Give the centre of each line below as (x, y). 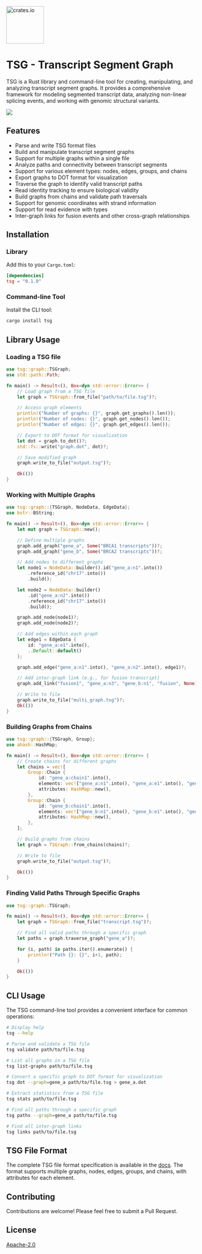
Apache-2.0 (21, 1244)
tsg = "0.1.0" (24, 281)
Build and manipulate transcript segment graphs (75, 152)
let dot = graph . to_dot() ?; (52, 441)
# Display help (25, 1028)
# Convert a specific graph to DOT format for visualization (84, 1077)
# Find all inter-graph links (44, 1126)
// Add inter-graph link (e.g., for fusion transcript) (89, 678)
